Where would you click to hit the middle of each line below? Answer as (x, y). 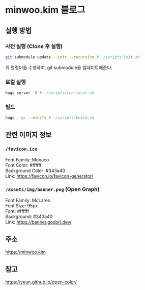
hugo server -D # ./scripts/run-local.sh (50, 93)
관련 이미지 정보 (28, 135)
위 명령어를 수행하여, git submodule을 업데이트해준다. (59, 67)
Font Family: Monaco (27, 160)
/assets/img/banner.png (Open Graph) (52, 189)
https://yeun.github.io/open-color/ (41, 282)
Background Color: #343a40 (35, 171)
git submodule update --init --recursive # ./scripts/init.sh (72, 57)
